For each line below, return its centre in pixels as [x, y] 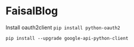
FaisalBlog [32, 11]
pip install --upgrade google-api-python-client [67, 38]
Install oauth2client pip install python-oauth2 [63, 27]
